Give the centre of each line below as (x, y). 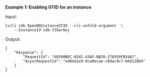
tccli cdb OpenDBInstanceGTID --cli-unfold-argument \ (64, 26)
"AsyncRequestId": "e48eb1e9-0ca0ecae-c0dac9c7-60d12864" (84, 61)
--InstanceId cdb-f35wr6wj (42, 30)
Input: (11, 17)
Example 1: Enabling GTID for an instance (48, 7)
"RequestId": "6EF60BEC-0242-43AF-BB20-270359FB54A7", (81, 57)
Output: (13, 39)
